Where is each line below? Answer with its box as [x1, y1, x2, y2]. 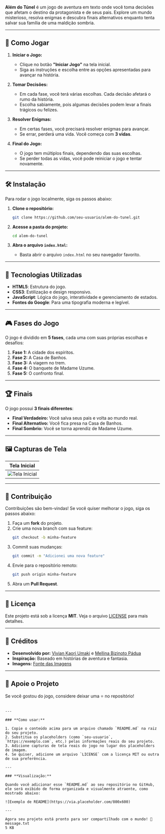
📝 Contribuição [5, 493, 52, 501]
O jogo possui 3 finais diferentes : [5, 405, 74, 411]
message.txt [5, 821, 29, 826]
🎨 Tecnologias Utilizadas [5, 271, 82, 279]
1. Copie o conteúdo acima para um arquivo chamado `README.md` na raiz [5, 726, 157, 731]
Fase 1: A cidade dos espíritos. [12, 350, 75, 355]
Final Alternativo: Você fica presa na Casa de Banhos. [12, 420, 123, 426]
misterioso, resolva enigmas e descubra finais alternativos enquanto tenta [5, 15, 155, 20]
